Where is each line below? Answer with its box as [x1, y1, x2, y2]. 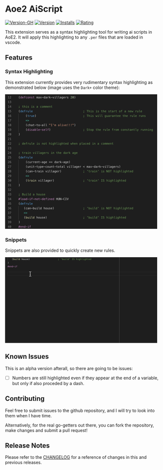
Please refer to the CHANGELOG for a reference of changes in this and [5, 454, 147, 460]
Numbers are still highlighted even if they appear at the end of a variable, [12, 375, 159, 381]
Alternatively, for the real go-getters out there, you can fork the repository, [5, 422, 154, 428]
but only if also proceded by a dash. [12, 380, 85, 386]
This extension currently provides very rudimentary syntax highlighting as [5, 79, 153, 85]
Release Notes [5, 442, 50, 450]
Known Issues [5, 352, 49, 361]
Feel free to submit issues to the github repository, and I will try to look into [5, 408, 155, 413]
